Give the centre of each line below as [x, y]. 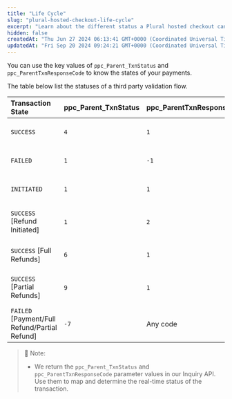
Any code [162, 324]
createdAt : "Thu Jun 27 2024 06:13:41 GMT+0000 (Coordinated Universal [112, 39]
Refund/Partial [34, 327]
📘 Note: [35, 353]
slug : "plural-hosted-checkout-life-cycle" [71, 20]
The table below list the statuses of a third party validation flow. [97, 86]
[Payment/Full [33, 319]
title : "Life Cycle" [37, 13]
